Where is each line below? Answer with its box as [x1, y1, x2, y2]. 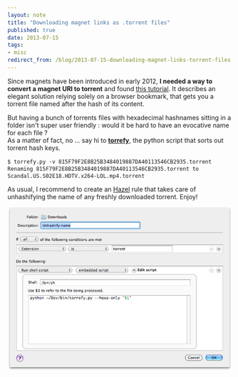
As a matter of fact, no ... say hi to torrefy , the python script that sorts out [7, 136, 224, 144]
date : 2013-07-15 [7, 34, 59, 41]
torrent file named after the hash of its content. [7, 100, 145, 108]
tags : [7, 41, 24, 49]
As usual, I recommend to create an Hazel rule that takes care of [7, 185, 197, 193]
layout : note [7, 11, 46, 18]
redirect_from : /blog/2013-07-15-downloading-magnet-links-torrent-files [7, 57, 232, 64]
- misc [7, 49, 27, 56]
